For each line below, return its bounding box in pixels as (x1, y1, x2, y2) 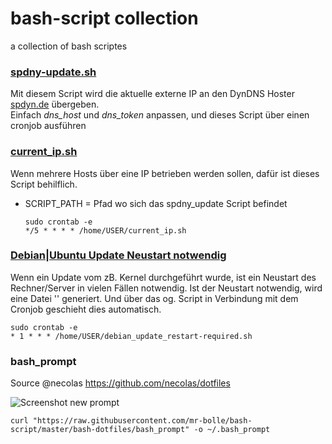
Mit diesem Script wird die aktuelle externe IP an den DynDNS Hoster (10, 88, 295, 100)
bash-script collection (10, 7, 199, 30)
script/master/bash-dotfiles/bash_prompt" (10, 425, 190, 435)
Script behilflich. (10, 178, 78, 190)
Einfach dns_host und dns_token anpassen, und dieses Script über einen (10, 109, 310, 121)
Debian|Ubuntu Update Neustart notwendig (10, 248, 227, 262)
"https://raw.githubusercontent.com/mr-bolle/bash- (32, 416, 253, 426)
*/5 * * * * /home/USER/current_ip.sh (24, 225, 187, 236)
